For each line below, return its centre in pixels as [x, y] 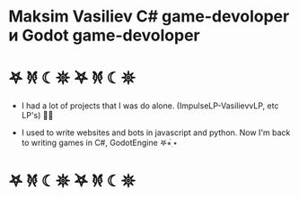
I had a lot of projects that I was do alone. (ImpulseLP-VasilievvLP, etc [150, 106]
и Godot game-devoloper [105, 35]
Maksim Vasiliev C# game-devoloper [149, 17]
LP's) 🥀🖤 [37, 116]
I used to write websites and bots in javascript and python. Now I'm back [156, 133]
